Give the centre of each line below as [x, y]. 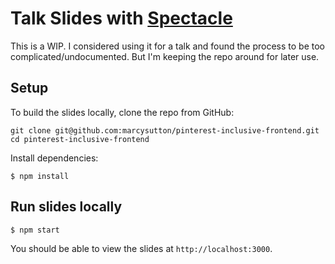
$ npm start [35, 230]
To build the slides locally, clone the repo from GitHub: [122, 112]
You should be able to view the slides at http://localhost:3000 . [141, 248]
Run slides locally [66, 207]
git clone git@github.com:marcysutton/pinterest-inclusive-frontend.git [165, 130]
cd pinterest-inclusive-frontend [80, 139]
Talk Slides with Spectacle [121, 18]
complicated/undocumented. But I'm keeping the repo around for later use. [165, 56]
